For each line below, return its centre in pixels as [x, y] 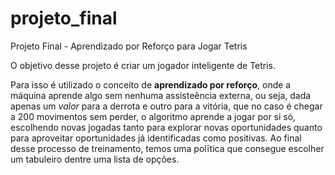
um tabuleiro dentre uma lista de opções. [95, 159]
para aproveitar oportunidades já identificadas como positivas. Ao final [156, 138]
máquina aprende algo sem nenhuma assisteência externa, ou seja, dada [161, 95]
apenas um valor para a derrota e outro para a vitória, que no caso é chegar [166, 106]
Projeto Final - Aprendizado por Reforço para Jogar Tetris [129, 46]
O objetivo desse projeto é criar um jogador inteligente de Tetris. [143, 65]
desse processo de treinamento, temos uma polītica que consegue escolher [167, 148]
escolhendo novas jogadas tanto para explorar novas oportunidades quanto [166, 127]
